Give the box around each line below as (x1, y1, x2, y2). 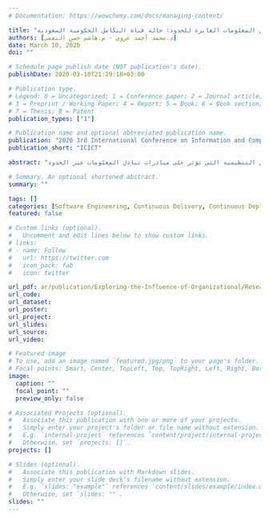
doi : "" (8, 49, 34, 57)
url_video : (8, 335, 45, 343)
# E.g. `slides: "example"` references (8, 483, 149, 491)
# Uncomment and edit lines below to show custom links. (8, 231, 210, 240)
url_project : (8, 313, 52, 321)
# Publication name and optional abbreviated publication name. (8, 129, 227, 137)
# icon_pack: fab (8, 261, 74, 269)
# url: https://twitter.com (8, 254, 110, 262)
